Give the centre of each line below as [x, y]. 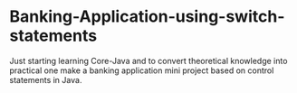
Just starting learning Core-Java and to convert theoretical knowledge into [148, 60]
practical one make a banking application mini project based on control [142, 70]
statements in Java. [46, 79]
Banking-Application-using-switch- [147, 17]
